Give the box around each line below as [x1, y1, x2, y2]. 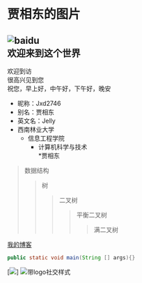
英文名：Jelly [17, 116, 56, 125]
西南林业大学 [17, 125, 54, 133]
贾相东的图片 [7, 6, 81, 22]
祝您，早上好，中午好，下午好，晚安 [7, 84, 111, 93]
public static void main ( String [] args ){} [7, 254, 136, 261]
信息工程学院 [27, 134, 65, 142]
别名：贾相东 [17, 108, 54, 116]
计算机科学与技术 [38, 143, 88, 151]
